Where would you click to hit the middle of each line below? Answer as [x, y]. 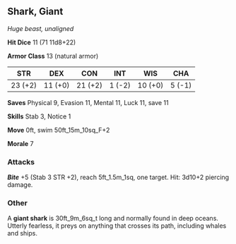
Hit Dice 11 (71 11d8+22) [42, 42]
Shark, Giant [35, 12]
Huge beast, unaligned [41, 28]
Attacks [21, 161]
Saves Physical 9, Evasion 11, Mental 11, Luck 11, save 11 [88, 102]
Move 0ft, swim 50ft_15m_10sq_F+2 [59, 130]
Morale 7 [20, 143]
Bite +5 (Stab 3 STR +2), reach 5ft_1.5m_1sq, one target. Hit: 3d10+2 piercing [118, 177]
